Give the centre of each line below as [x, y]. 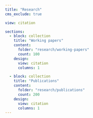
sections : [15, 32]
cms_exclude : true [23, 14]
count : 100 [29, 54]
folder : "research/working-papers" [53, 50]
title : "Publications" [36, 81]
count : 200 [29, 94]
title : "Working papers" [39, 41]
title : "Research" [23, 9]
